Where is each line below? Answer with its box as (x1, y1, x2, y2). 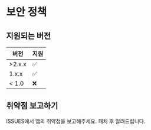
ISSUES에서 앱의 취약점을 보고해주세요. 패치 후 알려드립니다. (6, 118, 146, 125)
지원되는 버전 (6, 31, 51, 41)
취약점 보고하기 (6, 101, 58, 111)
